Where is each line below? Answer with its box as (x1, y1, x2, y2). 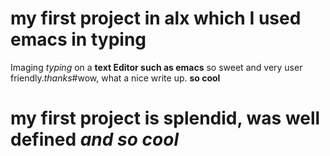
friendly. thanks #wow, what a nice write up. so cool (10, 72, 221, 84)
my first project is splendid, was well (10, 107, 321, 130)
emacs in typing (10, 28, 147, 51)
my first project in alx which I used (10, 7, 302, 30)
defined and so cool (10, 128, 179, 151)
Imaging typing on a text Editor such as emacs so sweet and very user (10, 61, 303, 73)
